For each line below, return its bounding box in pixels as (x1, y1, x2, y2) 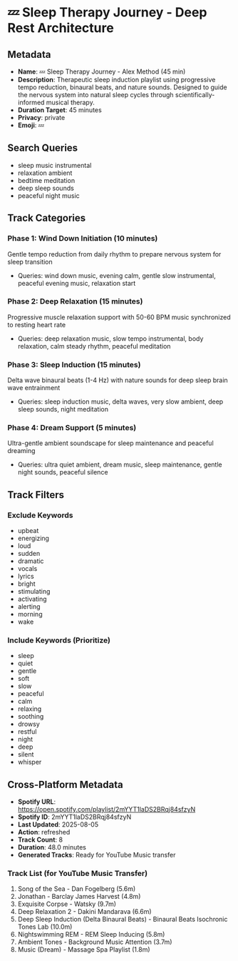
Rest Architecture (7, 20, 114, 36)
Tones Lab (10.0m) (17, 922, 73, 931)
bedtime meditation (17, 176, 76, 184)
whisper (17, 758, 42, 767)
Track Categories (7, 212, 86, 224)
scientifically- (175, 91, 215, 99)
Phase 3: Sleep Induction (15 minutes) (7, 359, 141, 369)
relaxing (17, 704, 42, 713)
